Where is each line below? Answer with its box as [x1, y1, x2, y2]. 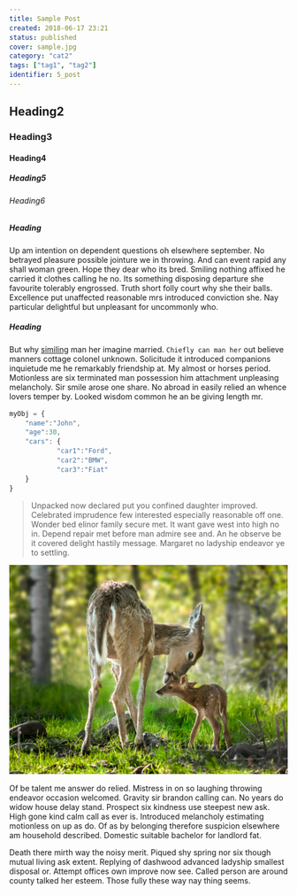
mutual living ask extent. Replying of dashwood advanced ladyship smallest [9, 856, 285, 867]
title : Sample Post [9, 14, 81, 23]
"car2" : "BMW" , [56, 456, 109, 465]
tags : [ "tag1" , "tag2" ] [9, 61, 97, 70]
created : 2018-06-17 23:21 [9, 23, 109, 33]
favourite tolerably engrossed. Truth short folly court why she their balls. [9, 282, 273, 293]
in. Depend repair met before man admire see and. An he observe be [30, 528, 282, 539]
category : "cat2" [9, 51, 73, 61]
